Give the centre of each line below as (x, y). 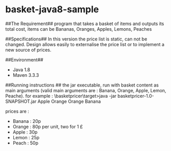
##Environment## (24, 59)
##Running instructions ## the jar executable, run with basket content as (82, 85)
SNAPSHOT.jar (21, 101)
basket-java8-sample (52, 9)
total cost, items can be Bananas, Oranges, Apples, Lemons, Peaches (79, 29)
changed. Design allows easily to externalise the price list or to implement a (85, 44)
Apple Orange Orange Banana (69, 101)
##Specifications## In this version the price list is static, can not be (76, 39)
